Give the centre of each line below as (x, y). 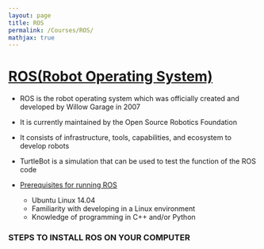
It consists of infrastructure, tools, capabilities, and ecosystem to (126, 138)
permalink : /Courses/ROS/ (51, 30)
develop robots (44, 146)
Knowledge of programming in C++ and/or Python (113, 217)
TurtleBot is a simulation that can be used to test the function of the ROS (138, 161)
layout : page (30, 15)
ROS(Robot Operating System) (111, 77)
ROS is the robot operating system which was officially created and (130, 99)
